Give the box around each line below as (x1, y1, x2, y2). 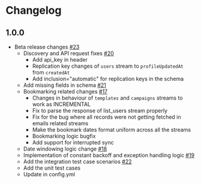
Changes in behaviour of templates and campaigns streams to (32, 94, 184, 101)
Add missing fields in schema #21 (23, 82, 106, 89)
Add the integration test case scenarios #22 (23, 158, 133, 165)
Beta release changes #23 (14, 43, 80, 50)
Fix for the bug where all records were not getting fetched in (32, 113, 181, 120)
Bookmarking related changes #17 (23, 88, 108, 95)
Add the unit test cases (23, 164, 81, 171)
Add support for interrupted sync (32, 139, 115, 146)
